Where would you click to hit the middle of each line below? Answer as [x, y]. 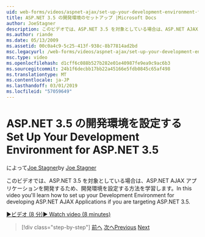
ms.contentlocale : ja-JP [38, 80]
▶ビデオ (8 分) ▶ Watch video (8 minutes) [59, 214]
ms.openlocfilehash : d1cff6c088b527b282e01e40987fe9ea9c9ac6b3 [88, 63]
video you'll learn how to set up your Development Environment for [91, 195]
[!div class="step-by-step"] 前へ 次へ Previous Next [85, 227]
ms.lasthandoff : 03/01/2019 [42, 86]
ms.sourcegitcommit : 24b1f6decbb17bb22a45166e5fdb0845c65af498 [88, 69]
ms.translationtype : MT [37, 75]
